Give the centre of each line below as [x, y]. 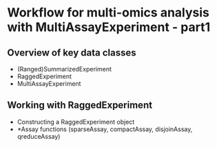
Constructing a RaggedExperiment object [76, 122]
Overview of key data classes [72, 53]
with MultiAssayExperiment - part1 [109, 27]
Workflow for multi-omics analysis [108, 13]
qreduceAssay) [39, 136]
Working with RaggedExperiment [80, 105]
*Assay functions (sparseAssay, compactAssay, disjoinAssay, [105, 129]
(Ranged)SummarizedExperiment [64, 69]
